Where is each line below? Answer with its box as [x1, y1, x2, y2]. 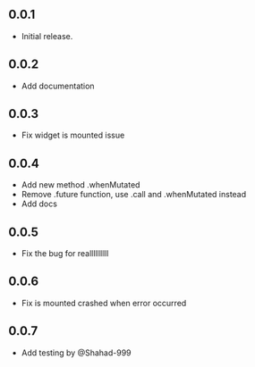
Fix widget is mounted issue [21, 129, 125, 141]
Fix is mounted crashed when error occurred [21, 297, 187, 308]
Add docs [21, 198, 57, 209]
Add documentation [21, 80, 95, 91]
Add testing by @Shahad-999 [21, 347, 132, 358]
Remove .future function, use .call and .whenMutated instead [21, 189, 247, 200]
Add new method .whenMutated [21, 179, 140, 190]
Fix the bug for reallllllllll [21, 248, 109, 259]
